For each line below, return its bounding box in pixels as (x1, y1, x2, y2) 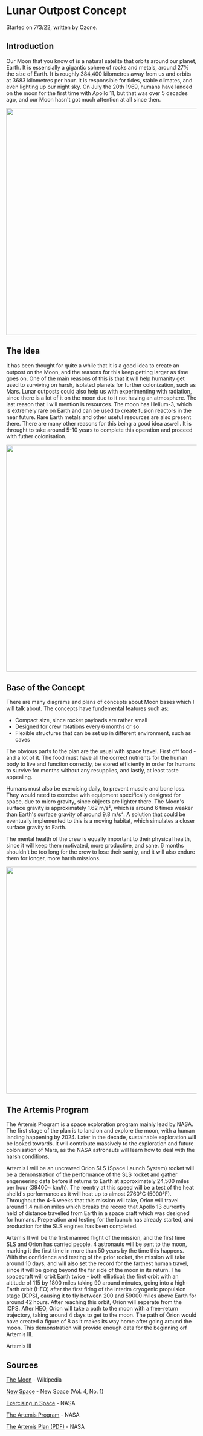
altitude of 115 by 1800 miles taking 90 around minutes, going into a (6, 1279, 174, 1286)
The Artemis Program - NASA (6, 1411, 80, 1418)
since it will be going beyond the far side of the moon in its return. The (6, 1266, 181, 1274)
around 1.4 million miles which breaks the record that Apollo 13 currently (6, 1203, 186, 1211)
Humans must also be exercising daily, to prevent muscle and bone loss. (6, 785, 186, 792)
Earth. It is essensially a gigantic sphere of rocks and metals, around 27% (6, 64, 189, 71)
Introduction (6, 41, 54, 51)
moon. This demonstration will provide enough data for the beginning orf (6, 1324, 187, 1332)
